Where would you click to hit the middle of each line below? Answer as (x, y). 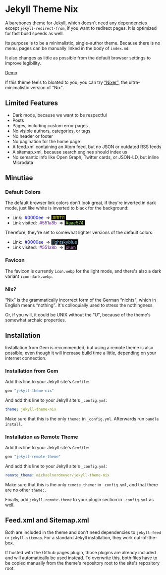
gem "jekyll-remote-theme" (33, 457)
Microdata (23, 162)
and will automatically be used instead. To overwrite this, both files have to (81, 558)
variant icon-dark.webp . (29, 276)
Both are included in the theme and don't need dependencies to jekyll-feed (83, 532)
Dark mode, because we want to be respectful (60, 115)
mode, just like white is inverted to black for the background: (67, 208)
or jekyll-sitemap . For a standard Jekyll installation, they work (69, 537)
